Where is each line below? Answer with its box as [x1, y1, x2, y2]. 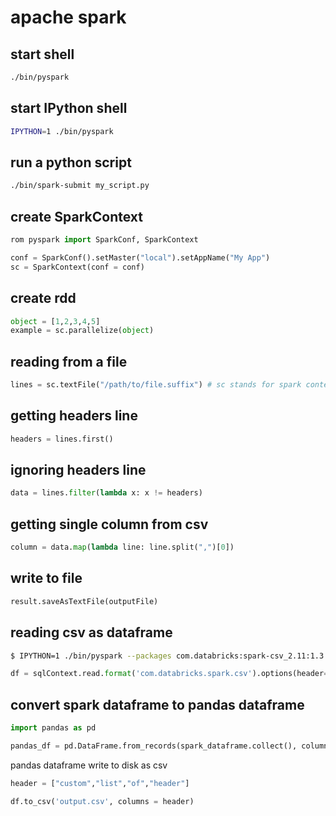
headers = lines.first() [10, 434, 114, 444]
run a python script [10, 154, 132, 171]
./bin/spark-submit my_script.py [10, 181, 150, 191]
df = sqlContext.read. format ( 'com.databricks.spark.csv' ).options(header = [10, 669, 329, 679]
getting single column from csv [10, 516, 209, 533]
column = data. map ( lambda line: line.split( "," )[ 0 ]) [10, 542, 235, 553]
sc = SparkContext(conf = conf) [10, 262, 145, 272]
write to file [10, 570, 83, 587]
